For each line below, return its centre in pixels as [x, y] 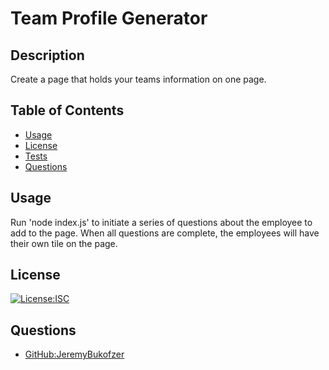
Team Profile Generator [109, 18]
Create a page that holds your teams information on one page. [138, 79]
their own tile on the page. [64, 243]
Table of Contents [67, 110]
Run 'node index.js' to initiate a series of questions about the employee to [161, 222]
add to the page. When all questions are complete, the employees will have [165, 233]
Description [47, 55]
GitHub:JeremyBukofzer [74, 354]
